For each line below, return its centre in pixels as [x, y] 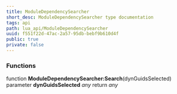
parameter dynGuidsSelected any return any [62, 85]
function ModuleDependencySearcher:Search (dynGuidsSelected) [89, 79]
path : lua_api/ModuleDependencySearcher [57, 28]
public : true [22, 39]
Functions [21, 65]
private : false [25, 45]
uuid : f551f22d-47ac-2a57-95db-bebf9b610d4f [62, 34]
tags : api [19, 23]
